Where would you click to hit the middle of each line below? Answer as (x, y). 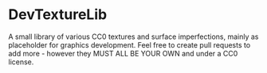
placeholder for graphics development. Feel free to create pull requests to (130, 44)
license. (21, 62)
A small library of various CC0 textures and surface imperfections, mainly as (133, 36)
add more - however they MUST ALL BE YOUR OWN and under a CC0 (123, 53)
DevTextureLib (58, 15)
